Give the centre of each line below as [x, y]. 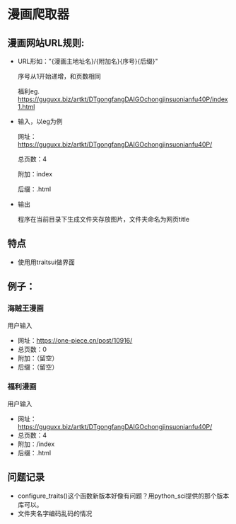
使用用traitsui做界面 [46, 262]
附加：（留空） [38, 358]
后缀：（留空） [38, 367]
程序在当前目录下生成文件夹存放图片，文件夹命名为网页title [103, 219]
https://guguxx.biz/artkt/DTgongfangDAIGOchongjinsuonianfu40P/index [123, 99]
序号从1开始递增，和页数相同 [59, 76]
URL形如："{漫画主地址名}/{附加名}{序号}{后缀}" [88, 61]
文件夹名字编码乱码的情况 [55, 513]
